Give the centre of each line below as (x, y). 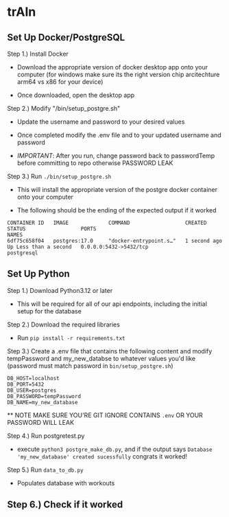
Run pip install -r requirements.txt (71, 338)
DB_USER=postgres (32, 390)
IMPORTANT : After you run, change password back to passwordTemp (116, 156)
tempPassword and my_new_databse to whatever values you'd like (101, 358)
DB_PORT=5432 (26, 384)
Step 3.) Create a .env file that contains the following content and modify (110, 351)
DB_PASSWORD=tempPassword (44, 396)
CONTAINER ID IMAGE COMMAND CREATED (107, 223)
